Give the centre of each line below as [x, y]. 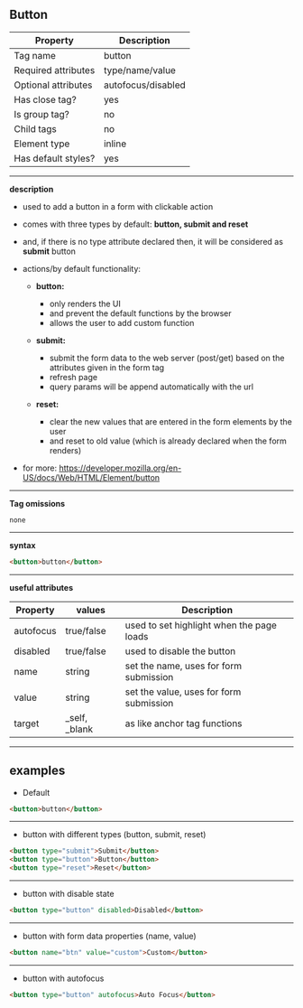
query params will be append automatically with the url [151, 387]
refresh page [73, 377]
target [27, 723]
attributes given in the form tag [107, 367]
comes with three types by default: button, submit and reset [135, 224]
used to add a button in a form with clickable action [118, 206]
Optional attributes [53, 85]
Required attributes [55, 70]
